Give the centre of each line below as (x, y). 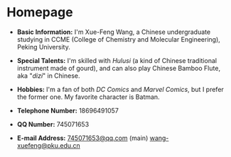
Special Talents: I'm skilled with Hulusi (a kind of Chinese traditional (117, 60)
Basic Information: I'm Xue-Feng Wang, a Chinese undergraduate (114, 32)
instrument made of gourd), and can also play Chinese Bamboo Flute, (119, 68)
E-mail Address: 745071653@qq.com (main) (82, 138)
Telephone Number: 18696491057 (68, 110)
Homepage (40, 12)
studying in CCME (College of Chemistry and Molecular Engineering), (119, 39)
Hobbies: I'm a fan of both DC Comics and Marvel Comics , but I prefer (120, 89)
